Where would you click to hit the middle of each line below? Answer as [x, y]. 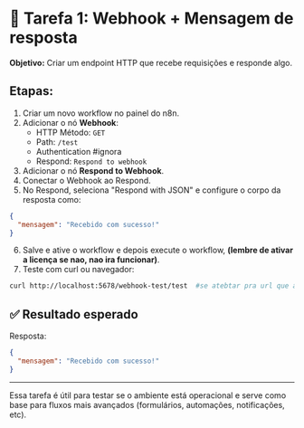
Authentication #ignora [79, 151]
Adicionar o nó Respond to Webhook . [93, 170]
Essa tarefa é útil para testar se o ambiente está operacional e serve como [148, 395]
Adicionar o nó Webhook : [71, 122]
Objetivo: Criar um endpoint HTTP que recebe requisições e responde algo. [151, 62]
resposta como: [52, 199]
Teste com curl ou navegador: [78, 270]
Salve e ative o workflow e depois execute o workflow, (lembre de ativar [158, 250]
